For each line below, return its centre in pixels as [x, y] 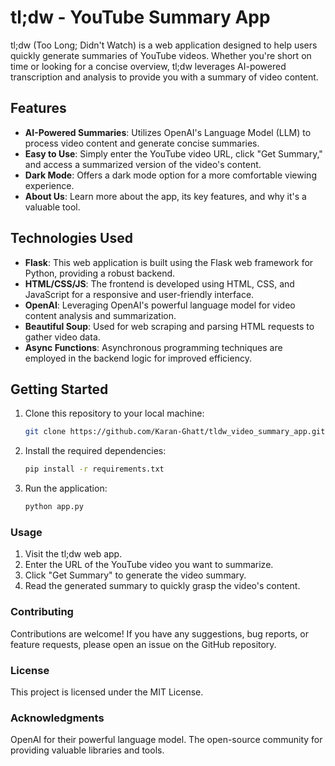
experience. [49, 185]
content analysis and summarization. [100, 315]
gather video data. [62, 337]
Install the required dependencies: [95, 451]
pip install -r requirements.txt [94, 469]
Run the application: [66, 488]
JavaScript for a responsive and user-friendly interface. [139, 294]
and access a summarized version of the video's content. [143, 164]
